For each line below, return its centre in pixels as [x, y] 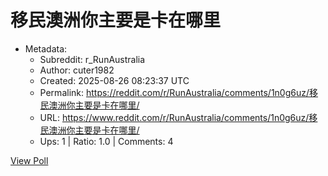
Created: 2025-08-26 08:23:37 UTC [114, 80]
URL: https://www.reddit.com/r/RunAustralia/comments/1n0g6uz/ [174, 117]
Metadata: [46, 48]
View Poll [29, 160]
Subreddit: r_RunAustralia [92, 59]
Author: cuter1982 [77, 70]
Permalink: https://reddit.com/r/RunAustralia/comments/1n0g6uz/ [174, 92]
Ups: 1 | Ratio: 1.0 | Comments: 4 [106, 141]
